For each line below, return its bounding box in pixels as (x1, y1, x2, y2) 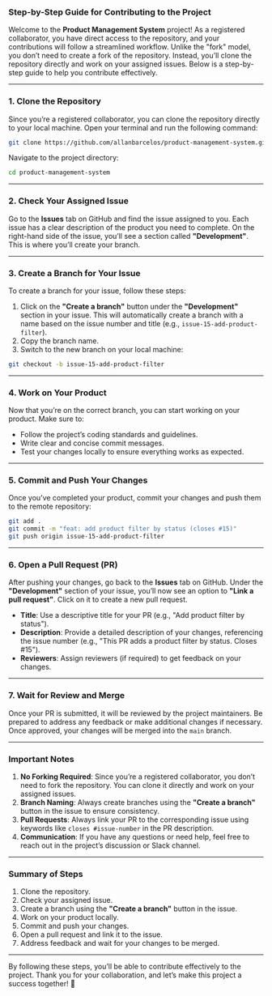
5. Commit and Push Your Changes (8, 475, 148, 486)
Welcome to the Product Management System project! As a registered (8, 25, 245, 35)
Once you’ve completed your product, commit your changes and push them (8, 493, 261, 503)
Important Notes (8, 753, 74, 764)
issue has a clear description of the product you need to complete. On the (8, 222, 255, 232)
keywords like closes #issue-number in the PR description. (19, 823, 215, 832)
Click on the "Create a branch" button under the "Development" (19, 301, 239, 311)
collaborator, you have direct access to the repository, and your (8, 33, 220, 43)
